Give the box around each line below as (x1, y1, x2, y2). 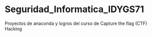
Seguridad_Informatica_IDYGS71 (5, 4, 144, 15)
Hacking (5, 25, 22, 31)
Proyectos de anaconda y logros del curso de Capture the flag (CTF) (5, 20, 147, 26)
